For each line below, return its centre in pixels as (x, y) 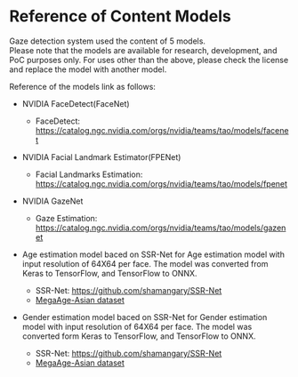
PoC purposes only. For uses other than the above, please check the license (149, 60)
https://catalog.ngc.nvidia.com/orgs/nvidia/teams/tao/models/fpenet (161, 183)
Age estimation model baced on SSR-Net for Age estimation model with (153, 254)
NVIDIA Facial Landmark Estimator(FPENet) (101, 156)
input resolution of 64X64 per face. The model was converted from (145, 263)
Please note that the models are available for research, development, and (143, 50)
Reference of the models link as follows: (82, 86)
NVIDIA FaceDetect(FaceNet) (76, 103)
